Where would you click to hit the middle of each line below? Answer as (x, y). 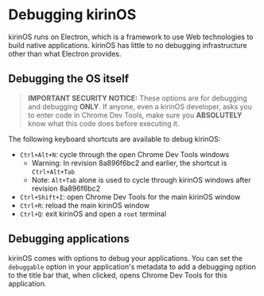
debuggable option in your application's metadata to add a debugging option (132, 266)
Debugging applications (69, 239)
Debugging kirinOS (72, 15)
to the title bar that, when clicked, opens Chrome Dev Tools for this (118, 275)
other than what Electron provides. (65, 53)
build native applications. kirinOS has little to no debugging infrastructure (128, 45)
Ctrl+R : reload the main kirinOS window (84, 205)
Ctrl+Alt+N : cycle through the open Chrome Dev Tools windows (124, 154)
